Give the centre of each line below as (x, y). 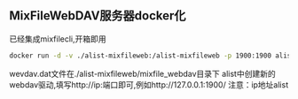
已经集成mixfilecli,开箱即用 (58, 39)
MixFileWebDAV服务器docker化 (98, 16)
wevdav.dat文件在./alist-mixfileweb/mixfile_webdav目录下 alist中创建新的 (143, 73)
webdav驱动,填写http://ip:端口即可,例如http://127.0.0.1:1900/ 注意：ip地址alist (149, 84)
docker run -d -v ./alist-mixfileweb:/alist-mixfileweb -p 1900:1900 (141, 56)
